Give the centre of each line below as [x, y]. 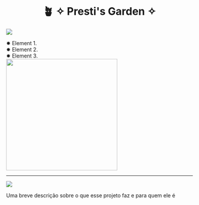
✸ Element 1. [22, 43]
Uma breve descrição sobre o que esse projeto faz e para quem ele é [91, 195]
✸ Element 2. [22, 49]
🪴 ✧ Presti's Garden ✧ [99, 12]
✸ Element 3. [22, 56]
